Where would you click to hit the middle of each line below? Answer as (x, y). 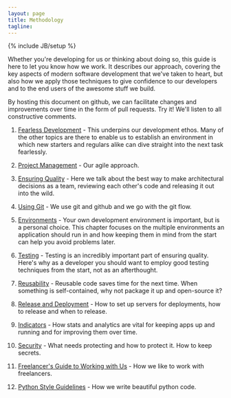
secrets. (29, 353)
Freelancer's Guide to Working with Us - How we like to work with (111, 366)
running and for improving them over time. (78, 332)
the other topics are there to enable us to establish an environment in (115, 137)
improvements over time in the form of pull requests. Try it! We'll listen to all (115, 109)
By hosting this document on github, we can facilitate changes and (102, 102)
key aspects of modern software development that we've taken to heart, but (115, 74)
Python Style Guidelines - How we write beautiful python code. (107, 387)
